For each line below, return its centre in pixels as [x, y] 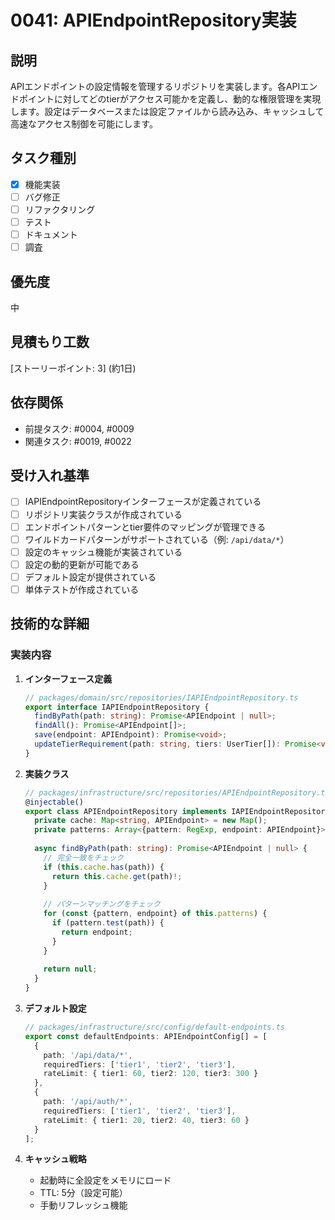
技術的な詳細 [50, 624]
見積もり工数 [50, 342]
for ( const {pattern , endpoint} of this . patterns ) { [155, 914]
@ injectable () [54, 802]
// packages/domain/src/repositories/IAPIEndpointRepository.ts [161, 697]
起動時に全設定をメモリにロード [105, 1180]
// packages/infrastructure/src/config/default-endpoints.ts [155, 1027]
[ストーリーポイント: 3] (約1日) [73, 368]
